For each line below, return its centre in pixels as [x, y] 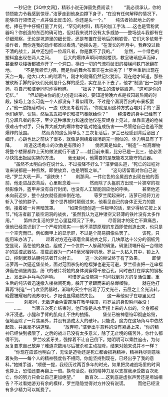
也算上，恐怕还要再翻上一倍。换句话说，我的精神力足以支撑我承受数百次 [79, 371]
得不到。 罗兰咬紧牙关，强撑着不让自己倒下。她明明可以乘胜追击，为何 [82, 339]
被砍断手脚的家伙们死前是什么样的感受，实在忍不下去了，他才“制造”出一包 [82, 82]
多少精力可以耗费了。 [31, 389]
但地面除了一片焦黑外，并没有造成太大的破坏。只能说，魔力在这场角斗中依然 [84, 321]
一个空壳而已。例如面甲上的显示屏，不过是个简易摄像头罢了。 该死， [80, 233]
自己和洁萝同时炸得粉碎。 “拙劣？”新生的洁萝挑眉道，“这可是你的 [90, 89]
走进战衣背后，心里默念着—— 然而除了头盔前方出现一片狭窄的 [87, 183]
